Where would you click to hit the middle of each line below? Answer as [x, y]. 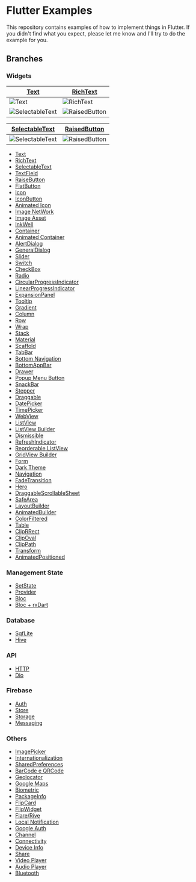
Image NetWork [34, 211]
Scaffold [25, 346]
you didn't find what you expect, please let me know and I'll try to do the [96, 33]
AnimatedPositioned [40, 557]
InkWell [24, 224]
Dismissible [29, 435]
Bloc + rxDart [32, 604]
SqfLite [24, 633]
